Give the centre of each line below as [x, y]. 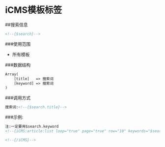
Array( [12, 74]
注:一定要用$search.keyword [32, 127]
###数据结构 [18, 65]
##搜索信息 [16, 25]
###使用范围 [18, 44]
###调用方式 [18, 98]
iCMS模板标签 [34, 10]
